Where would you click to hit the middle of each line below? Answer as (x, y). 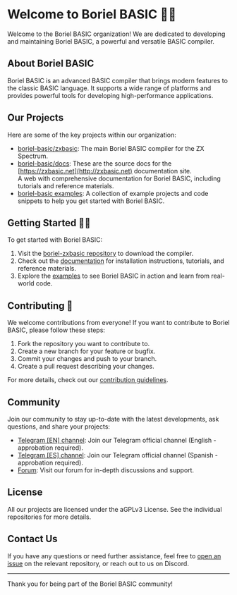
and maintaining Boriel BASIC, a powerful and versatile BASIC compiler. (111, 41)
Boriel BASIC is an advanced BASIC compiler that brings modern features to (117, 80)
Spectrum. (32, 156)
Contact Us (32, 539)
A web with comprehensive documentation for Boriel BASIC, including (119, 178)
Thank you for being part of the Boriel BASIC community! (90, 584)
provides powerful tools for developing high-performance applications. (110, 95)
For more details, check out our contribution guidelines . (88, 380)
